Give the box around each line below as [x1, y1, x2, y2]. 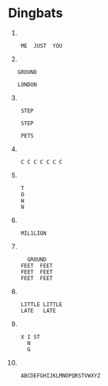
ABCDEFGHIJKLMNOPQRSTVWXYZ [21, 372, 101, 379]
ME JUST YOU [21, 42, 63, 49]
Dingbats [8, 5, 63, 21]
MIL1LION [21, 229, 47, 236]
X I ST [21, 333, 40, 340]
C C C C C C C [21, 158, 63, 165]
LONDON [17, 80, 38, 88]
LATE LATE [21, 307, 56, 314]
